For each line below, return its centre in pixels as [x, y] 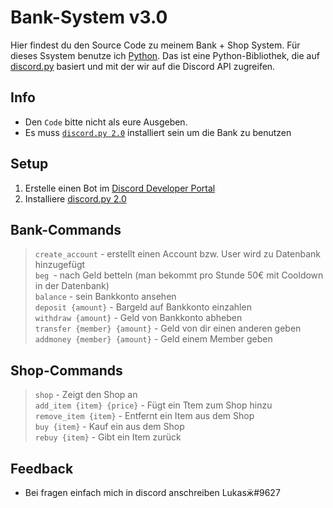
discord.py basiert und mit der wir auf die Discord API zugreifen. [143, 66]
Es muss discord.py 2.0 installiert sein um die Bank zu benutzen [158, 132]
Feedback [42, 468]
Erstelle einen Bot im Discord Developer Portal [120, 188]
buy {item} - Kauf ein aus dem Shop [109, 427]
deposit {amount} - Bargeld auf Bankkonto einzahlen [143, 307]
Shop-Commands [66, 370]
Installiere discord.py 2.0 [75, 198]
